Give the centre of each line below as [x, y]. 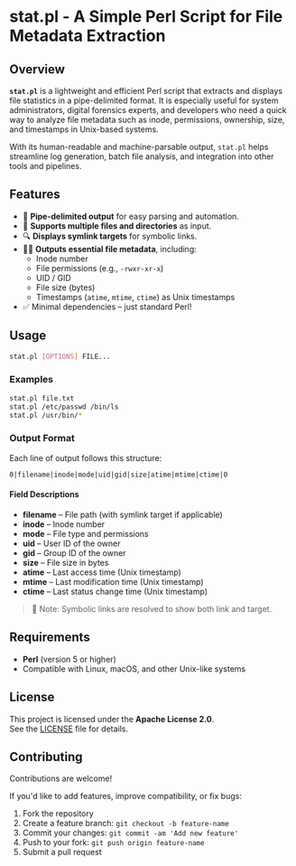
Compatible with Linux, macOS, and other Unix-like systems [134, 668]
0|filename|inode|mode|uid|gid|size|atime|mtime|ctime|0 [119, 475]
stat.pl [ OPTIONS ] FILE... [60, 356]
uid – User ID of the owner [71, 543]
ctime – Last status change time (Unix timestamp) [115, 591]
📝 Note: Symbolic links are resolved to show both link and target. [152, 608]
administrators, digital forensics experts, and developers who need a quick [148, 110]
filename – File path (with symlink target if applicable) [122, 514]
